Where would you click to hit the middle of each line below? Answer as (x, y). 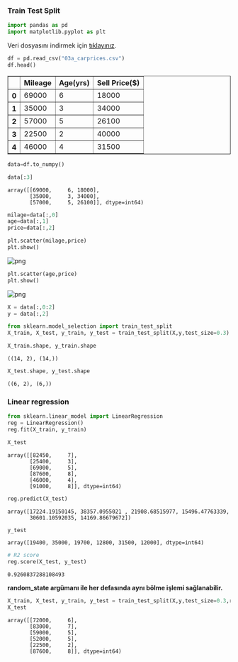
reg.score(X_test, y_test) (47, 562)
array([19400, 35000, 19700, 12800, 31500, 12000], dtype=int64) (106, 543)
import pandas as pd (38, 26)
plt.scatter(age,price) (42, 274)
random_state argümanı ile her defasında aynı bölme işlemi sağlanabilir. (115, 588)
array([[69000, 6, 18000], (53, 190)
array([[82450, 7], (42, 455)
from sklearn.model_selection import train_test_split (90, 326)
